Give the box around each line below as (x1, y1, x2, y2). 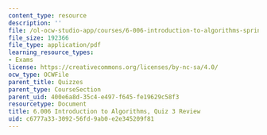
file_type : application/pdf (8, 41, 102, 49)
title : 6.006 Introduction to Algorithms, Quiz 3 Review (8, 108, 201, 116)
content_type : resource (8, 11, 87, 20)
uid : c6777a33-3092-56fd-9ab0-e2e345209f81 (8, 115, 155, 123)
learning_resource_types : (8, 48, 94, 56)
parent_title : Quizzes (8, 78, 83, 86)
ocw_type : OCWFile (8, 71, 69, 79)
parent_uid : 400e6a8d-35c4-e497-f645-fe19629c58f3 (8, 93, 180, 101)
